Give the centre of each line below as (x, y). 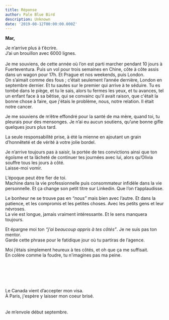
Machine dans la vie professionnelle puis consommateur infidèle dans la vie (83, 183)
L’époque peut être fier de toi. (36, 178)
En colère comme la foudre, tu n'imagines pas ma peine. (64, 255)
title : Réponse (21, 10)
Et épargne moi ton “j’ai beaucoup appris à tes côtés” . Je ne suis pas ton (81, 229)
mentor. (13, 235)
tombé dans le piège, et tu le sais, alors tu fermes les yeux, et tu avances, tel (84, 91)
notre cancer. (19, 107)
